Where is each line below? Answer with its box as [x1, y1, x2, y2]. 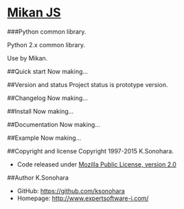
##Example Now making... [7, 134, 82, 142]
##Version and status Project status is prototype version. [7, 80, 168, 88]
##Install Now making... [7, 107, 74, 115]
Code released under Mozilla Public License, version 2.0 [16, 160, 177, 169]
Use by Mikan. [7, 53, 48, 62]
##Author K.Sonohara [7, 173, 69, 182]
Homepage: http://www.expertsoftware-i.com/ [16, 194, 149, 202]
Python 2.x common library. [7, 40, 86, 49]
